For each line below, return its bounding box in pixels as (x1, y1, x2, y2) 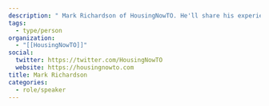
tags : (8, 19, 26, 27)
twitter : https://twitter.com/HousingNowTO (15, 57, 163, 65)
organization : (8, 33, 56, 42)
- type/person (15, 26, 62, 34)
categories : (8, 78, 48, 86)
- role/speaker (15, 85, 66, 94)
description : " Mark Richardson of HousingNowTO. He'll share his (8, 11, 235, 20)
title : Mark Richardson (8, 71, 88, 79)
